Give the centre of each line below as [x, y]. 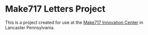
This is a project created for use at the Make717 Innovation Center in [74, 22]
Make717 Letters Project [55, 9]
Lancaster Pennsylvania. [30, 27]
